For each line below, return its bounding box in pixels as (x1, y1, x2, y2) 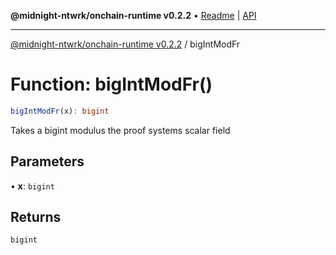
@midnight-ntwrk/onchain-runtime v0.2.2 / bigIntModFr (10, 38, 241, 50)
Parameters (10, 153, 85, 170)
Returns (10, 209, 62, 226)
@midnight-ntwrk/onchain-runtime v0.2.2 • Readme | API (10, 10, 257, 21)
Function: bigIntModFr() (10, 73, 213, 96)
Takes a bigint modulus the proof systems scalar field (10, 124, 231, 136)
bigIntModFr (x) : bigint (10, 106, 110, 116)
